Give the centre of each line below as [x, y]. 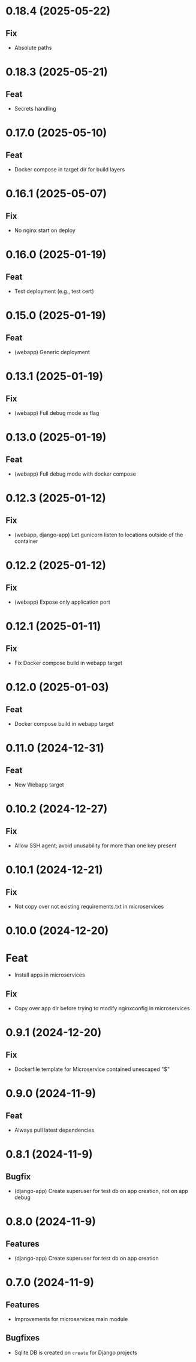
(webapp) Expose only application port [62, 602]
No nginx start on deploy [45, 230]
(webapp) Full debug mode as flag [57, 413]
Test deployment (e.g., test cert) [54, 291]
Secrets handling [35, 109]
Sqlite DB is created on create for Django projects [76, 1352]
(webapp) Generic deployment [52, 352]
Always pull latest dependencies [54, 1130]
